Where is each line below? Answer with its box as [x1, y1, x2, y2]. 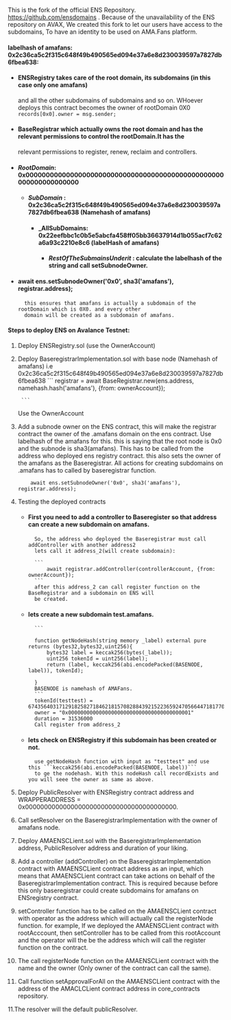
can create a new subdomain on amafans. [27, 521, 150, 529]
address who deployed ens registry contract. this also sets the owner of [17, 451, 221, 460]
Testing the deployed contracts [17, 497, 106, 506]
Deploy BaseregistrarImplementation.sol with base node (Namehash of [17, 355, 218, 363]
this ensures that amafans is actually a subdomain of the [24, 300, 197, 307]
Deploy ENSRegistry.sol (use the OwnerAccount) [17, 341, 156, 349]
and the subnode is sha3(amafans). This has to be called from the [17, 444, 204, 452]
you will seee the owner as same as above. [27, 776, 155, 783]
